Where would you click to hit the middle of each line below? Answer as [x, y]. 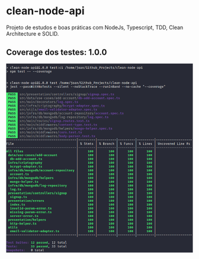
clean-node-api [45, 11]
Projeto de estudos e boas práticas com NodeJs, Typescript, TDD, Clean [95, 27]
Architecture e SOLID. [33, 33]
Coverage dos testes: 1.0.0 [57, 53]
